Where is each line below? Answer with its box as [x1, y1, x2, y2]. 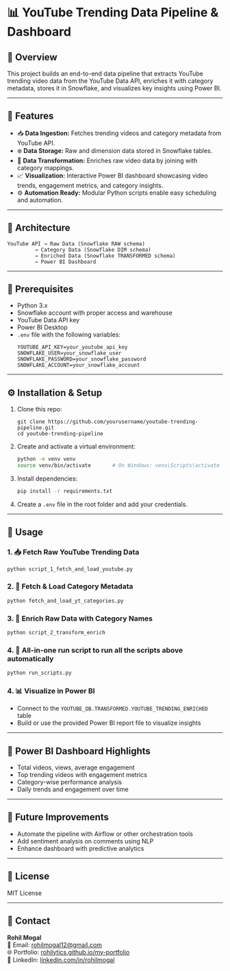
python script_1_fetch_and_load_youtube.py [7, 566, 133, 573]
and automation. [16, 195, 64, 204]
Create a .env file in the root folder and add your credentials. [16, 500, 188, 508]
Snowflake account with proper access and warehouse [16, 309, 172, 317]
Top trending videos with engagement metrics [16, 771, 147, 779]
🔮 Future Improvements [7, 811, 110, 823]
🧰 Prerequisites [7, 283, 74, 295]
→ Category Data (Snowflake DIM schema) [34, 246, 152, 253]
